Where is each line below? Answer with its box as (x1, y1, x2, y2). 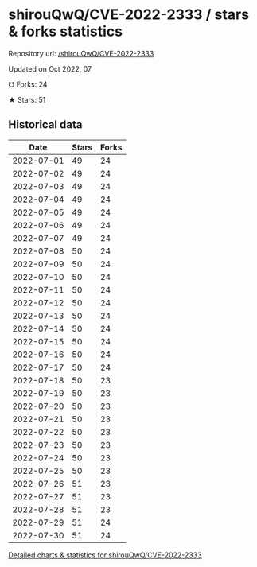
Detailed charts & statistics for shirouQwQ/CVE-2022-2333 (8, 550, 202, 560)
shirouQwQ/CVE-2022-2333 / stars (8, 6, 249, 24)
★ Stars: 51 (8, 95, 46, 104)
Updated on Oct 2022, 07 (8, 64, 92, 73)
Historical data (8, 118, 83, 132)
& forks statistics (8, 22, 123, 41)
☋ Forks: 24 (8, 80, 48, 89)
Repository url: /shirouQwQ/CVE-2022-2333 (8, 49, 154, 58)
